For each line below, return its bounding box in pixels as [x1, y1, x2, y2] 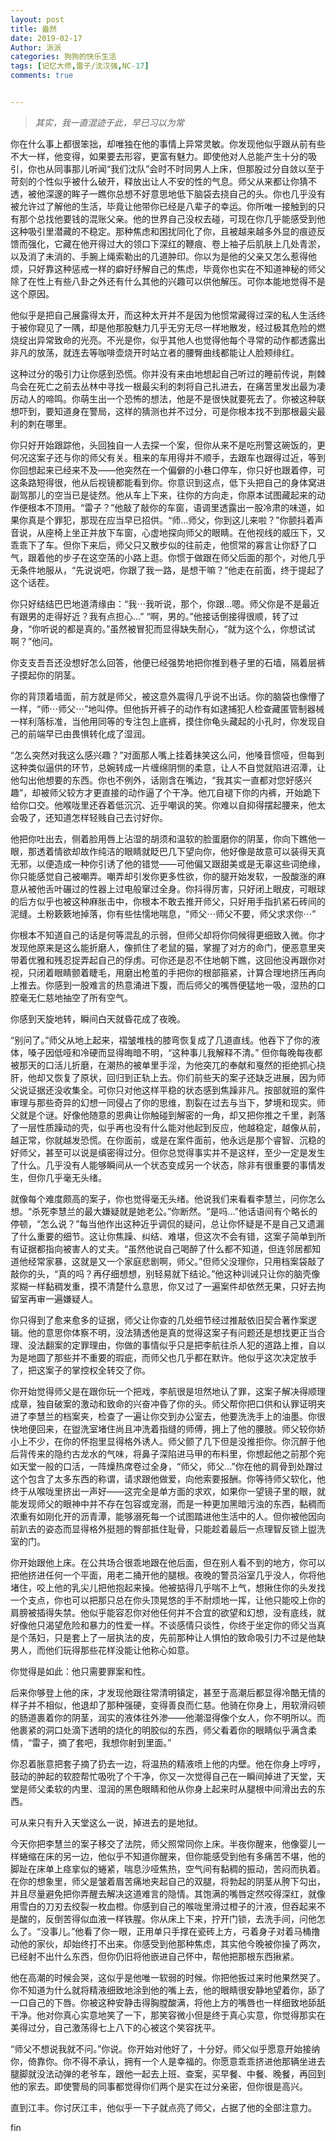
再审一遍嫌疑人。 [27, 1292, 98, 1305]
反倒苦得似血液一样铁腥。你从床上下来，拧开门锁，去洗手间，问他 [44, 1912, 317, 1925]
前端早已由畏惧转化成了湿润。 [27, 727, 151, 740]
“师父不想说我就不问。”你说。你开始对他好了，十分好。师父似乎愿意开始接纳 [10, 2042, 321, 2055]
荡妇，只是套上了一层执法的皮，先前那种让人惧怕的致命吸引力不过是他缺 [27, 1631, 326, 1643]
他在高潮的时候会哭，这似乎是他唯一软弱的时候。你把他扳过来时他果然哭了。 [10, 1971, 326, 1983]
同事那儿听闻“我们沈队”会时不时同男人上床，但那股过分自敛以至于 [53, 162, 325, 175]
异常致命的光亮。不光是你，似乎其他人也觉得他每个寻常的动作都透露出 [36, 334, 326, 346]
